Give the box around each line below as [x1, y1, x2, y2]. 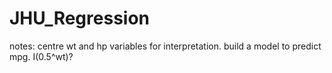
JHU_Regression [9, 7, 150, 30]
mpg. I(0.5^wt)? [9, 50, 74, 62]
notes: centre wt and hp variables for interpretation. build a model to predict [9, 40, 322, 52]
